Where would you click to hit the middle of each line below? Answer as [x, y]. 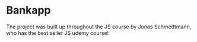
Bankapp [29, 10]
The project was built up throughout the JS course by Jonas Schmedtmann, [99, 27]
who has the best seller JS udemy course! [58, 33]
